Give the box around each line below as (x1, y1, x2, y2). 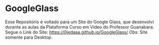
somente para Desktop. (5, 34, 53, 40)
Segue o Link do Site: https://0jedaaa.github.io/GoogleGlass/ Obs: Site (5, 29, 148, 35)
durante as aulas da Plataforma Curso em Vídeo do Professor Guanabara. (5, 24, 154, 30)
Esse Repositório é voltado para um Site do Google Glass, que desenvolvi (5, 19, 154, 25)
